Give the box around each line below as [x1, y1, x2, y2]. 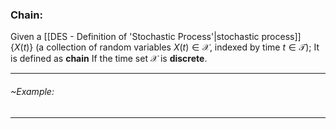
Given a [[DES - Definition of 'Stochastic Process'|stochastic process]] [10, 31, 302, 43]
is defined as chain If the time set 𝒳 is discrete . [10, 53, 208, 65]
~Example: [10, 85, 55, 97]
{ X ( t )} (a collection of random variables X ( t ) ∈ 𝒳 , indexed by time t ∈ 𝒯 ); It [10, 41, 320, 53]
